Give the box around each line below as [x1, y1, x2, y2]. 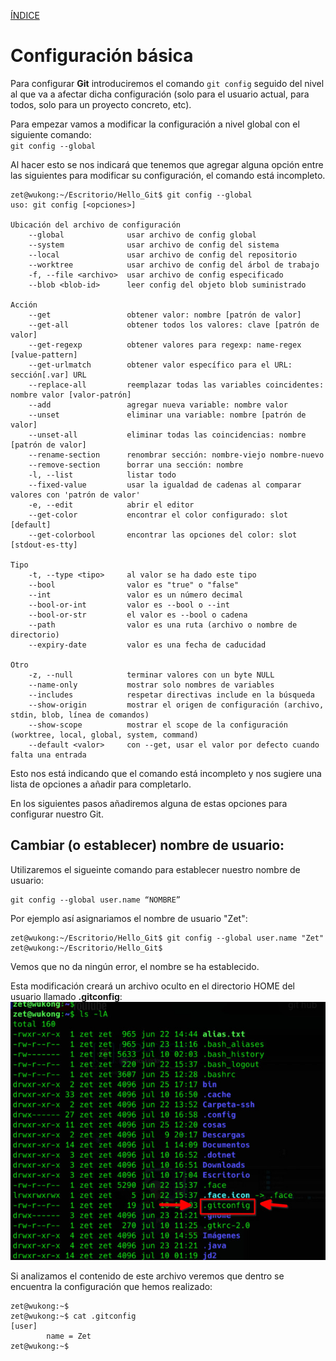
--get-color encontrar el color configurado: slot [28, 510, 288, 520]
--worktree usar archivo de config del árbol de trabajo [28, 260, 320, 270]
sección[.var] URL [10, 370, 87, 380]
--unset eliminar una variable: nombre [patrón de [28, 410, 307, 420]
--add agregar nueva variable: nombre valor [28, 400, 288, 410]
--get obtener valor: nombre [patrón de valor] [28, 310, 302, 320]
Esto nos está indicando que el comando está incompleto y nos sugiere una [10, 767, 322, 779]
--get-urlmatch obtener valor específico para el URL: [28, 360, 293, 370]
